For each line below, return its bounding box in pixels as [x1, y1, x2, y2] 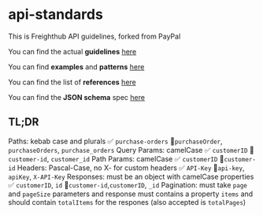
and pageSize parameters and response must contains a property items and [8, 189, 254, 198]
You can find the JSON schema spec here [8, 92, 146, 102]
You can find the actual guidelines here [8, 46, 137, 56]
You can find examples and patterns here [8, 61, 145, 72]
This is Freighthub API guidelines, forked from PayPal [8, 32, 181, 41]
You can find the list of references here [8, 77, 136, 87]
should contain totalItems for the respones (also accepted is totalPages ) [8, 197, 246, 206]
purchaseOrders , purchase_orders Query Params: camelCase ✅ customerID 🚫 [8, 145, 254, 154]
